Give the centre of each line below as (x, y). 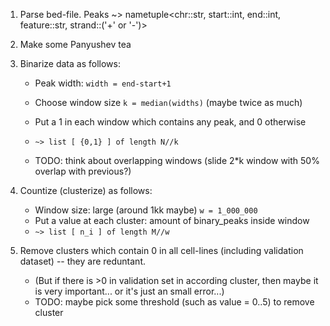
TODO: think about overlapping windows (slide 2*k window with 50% (177, 160)
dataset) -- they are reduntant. (83, 261)
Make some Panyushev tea (75, 44)
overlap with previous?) (83, 171)
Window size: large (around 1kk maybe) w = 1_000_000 (146, 210)
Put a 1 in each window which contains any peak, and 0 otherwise (170, 122)
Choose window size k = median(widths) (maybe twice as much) (168, 102)
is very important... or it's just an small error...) (129, 291)
